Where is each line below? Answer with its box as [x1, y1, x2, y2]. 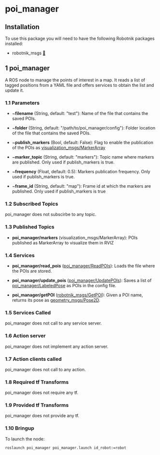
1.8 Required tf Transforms [5, 378, 69, 385]
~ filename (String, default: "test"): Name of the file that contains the [12, 111, 148, 116]
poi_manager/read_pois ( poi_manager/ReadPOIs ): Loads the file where [12, 263, 155, 269]
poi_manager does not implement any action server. [5, 343, 109, 349]
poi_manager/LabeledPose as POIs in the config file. [12, 283, 116, 288]
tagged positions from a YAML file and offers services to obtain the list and [5, 82, 154, 88]
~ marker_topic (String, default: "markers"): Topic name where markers [12, 154, 154, 160]
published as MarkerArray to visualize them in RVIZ [12, 240, 114, 245]
